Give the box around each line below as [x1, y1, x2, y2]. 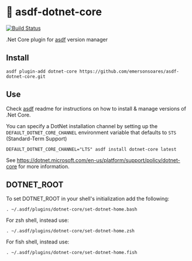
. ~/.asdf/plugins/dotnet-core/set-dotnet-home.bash [6, 207, 138, 212]
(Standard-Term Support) [6, 135, 67, 142]
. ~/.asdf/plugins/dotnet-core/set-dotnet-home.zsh [6, 228, 135, 234]
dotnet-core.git [6, 73, 46, 80]
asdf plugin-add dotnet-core [6, 68, 77, 74]
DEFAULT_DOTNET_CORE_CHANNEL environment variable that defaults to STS [6, 129, 177, 136]
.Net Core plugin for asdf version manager [6, 36, 108, 43]
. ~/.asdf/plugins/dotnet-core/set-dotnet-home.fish [6, 250, 138, 256]
